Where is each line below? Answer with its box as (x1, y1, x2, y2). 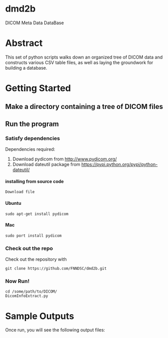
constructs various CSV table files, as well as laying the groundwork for (5, 59, 153, 66)
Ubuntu (5, 200, 22, 206)
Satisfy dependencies (5, 135, 60, 142)
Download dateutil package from (12, 161, 80, 167)
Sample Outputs (5, 310, 74, 322)
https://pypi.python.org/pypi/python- (81, 161, 158, 167)
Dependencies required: (5, 146, 55, 152)
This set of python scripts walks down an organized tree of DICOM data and (5, 54, 163, 60)
